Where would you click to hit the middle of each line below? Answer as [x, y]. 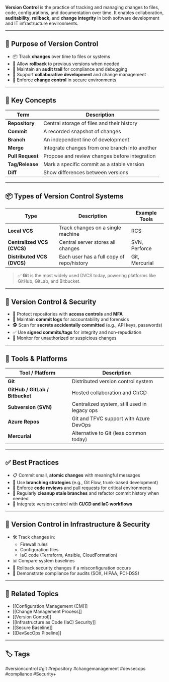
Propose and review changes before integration [100, 156]
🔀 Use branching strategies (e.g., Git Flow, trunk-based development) [85, 482]
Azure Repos [23, 422]
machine [69, 234]
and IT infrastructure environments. [42, 23]
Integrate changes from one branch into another [100, 147]
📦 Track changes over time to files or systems [61, 56]
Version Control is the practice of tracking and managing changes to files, [82, 7]
